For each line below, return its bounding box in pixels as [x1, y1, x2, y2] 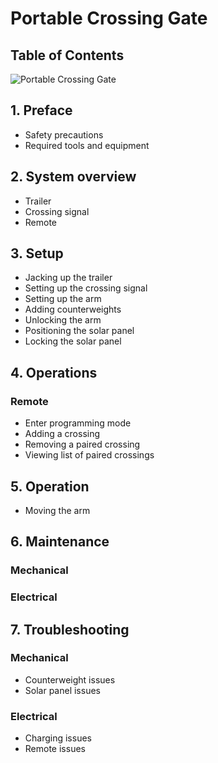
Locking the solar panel [24, 335, 122, 347]
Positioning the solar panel [24, 325, 135, 337]
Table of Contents [10, 47, 125, 64]
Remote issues [24, 743, 86, 755]
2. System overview [10, 168, 137, 186]
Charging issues [24, 732, 92, 744]
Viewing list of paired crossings [24, 449, 155, 461]
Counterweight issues [24, 673, 116, 686]
